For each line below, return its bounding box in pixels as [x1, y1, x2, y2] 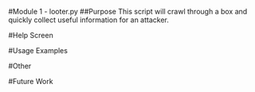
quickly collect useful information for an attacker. [8, 15, 170, 25]
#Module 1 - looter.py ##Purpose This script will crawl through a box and [8, 7, 248, 16]
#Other [8, 61, 32, 71]
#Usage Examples [8, 46, 68, 55]
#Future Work [8, 77, 53, 86]
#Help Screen [8, 31, 53, 40]
